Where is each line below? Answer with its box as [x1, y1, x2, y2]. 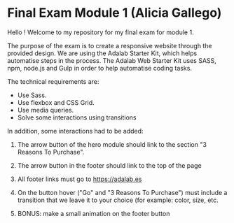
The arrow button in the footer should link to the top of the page [17, 161, 202, 169]
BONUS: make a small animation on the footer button [17, 209, 170, 217]
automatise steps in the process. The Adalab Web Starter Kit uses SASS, [7, 56, 217, 64]
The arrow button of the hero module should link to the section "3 [17, 140, 207, 148]
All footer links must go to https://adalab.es [17, 175, 142, 183]
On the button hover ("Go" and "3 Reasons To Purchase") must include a [17, 188, 228, 196]
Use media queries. [17, 106, 74, 114]
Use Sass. [17, 91, 47, 99]
